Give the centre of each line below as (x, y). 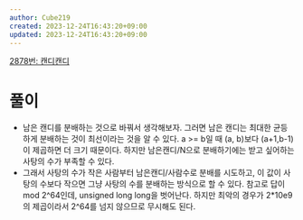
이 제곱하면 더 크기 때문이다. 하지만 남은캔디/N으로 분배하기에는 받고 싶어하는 (158, 151)
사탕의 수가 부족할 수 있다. (68, 161)
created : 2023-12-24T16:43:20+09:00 (78, 26)
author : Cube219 (40, 18)
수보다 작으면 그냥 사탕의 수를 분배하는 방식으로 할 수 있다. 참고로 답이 (162, 184)
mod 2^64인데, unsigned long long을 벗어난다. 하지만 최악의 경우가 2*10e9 (157, 196)
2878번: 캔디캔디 (39, 61)
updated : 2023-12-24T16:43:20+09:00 (78, 34)
